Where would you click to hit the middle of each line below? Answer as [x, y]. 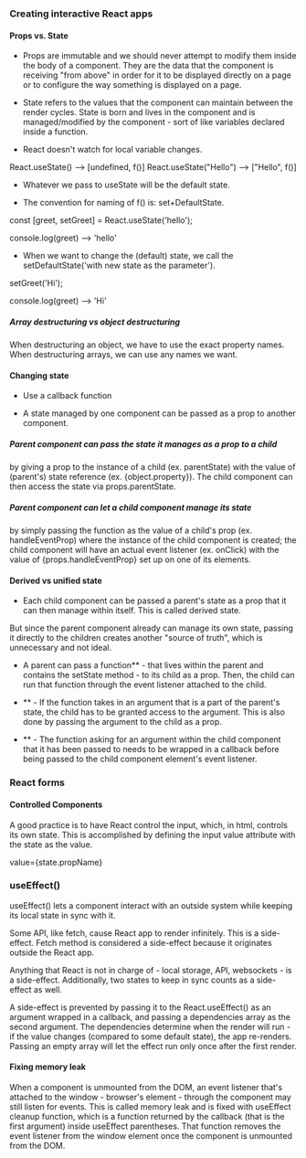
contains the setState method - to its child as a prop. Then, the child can [158, 675]
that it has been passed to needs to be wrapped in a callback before [151, 749]
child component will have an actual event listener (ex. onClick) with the [144, 550]
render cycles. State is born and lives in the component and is [139, 112]
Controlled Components [56, 804]
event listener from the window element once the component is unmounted [151, 1136]
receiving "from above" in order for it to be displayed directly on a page [157, 75]
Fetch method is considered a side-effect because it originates [154, 942]
